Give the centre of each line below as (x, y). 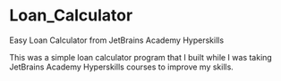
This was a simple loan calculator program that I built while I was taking (141, 57)
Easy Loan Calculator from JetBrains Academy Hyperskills (117, 40)
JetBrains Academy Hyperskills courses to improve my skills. (122, 67)
